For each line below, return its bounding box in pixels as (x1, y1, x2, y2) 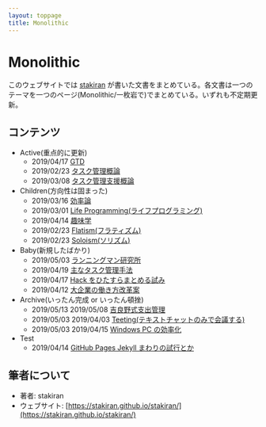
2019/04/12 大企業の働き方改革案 (31, 285, 140, 295)
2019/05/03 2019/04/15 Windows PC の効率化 (31, 325, 182, 334)
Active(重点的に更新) (19, 148, 88, 158)
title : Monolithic (8, 19, 69, 27)
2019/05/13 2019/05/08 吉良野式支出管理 (31, 305, 166, 315)
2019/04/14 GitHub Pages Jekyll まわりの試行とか (31, 343, 194, 353)
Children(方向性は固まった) (19, 186, 108, 196)
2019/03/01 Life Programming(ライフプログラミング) (31, 206, 203, 215)
